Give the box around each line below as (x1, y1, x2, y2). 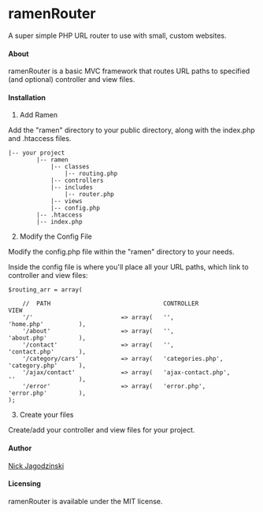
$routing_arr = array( (8, 286, 83, 294)
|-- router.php (64, 191, 114, 198)
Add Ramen (19, 110, 58, 120)
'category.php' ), (8, 362, 87, 370)
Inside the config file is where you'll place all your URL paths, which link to (8, 262, 250, 272)
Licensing (8, 479, 42, 488)
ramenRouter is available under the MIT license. (8, 496, 163, 506)
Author (8, 443, 32, 453)
